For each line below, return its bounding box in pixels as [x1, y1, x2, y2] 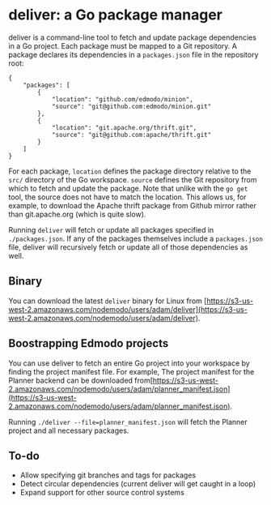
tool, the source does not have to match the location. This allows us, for [8, 192, 247, 202]
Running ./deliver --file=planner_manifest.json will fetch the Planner [8, 417, 248, 426]
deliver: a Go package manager [8, 6, 222, 24]
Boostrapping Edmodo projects [8, 336, 169, 350]
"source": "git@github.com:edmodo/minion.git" [51, 102, 212, 110]
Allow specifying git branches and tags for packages [19, 470, 197, 480]
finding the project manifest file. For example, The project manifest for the [8, 366, 255, 376]
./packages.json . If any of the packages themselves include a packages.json [8, 233, 263, 243]
